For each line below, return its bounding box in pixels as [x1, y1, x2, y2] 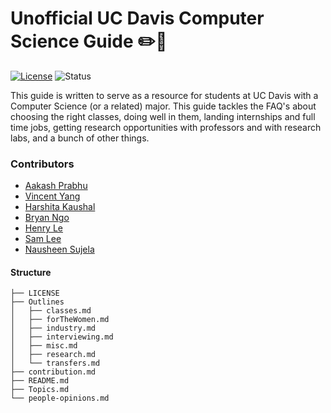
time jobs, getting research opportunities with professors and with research [10, 121, 322, 133]
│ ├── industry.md [10, 323, 97, 334]
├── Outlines [10, 297, 65, 307]
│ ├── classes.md [10, 306, 92, 316]
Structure [10, 266, 52, 278]
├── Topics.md [10, 385, 70, 395]
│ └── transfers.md [10, 358, 101, 369]
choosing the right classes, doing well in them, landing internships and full [10, 110, 316, 122]
